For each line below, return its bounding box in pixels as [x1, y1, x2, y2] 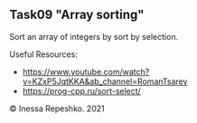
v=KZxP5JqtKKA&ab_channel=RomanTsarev [22, 76, 188, 87]
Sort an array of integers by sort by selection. [9, 31, 179, 42]
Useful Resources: [9, 49, 79, 60]
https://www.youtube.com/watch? [22, 66, 150, 77]
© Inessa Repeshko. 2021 [9, 103, 106, 114]
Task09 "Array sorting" [9, 7, 145, 23]
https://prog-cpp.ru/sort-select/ [22, 85, 142, 96]
